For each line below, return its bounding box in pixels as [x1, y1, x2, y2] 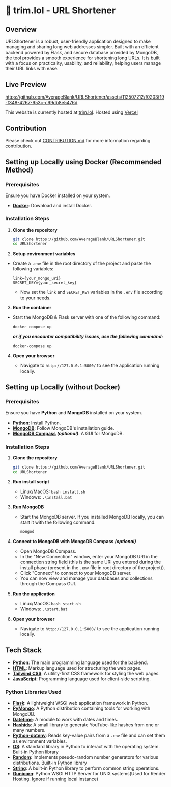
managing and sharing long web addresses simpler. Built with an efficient [5, 44, 159, 50]
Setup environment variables [12, 251, 76, 257]
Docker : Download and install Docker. [12, 203, 93, 209]
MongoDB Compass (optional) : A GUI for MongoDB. [12, 430, 124, 436]
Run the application [12, 591, 55, 597]
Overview [5, 25, 37, 34]
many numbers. [12, 727, 46, 733]
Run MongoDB [12, 504, 44, 510]
